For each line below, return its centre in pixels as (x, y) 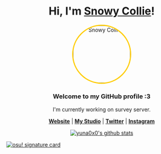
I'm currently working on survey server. (102, 110)
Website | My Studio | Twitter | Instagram (102, 121)
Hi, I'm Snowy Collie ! (102, 11)
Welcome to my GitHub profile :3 (102, 96)
